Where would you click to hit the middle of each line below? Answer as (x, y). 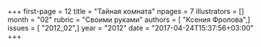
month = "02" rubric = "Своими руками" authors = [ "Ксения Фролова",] (129, 20)
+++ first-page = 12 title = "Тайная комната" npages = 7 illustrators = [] (126, 11)
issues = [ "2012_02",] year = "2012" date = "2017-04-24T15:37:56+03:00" (131, 28)
